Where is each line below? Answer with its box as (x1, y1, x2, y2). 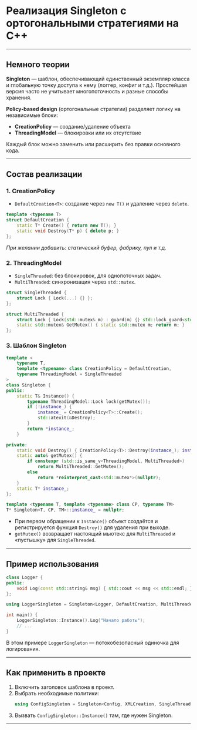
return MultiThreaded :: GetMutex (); (37, 464, 125, 470)
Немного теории (6, 60, 70, 70)
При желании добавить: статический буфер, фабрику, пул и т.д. (6, 244, 167, 251)
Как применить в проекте (6, 668, 106, 678)
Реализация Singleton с (6, 4, 127, 18)
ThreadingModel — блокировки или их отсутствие (14, 129, 142, 136)
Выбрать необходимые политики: (14, 689, 100, 697)
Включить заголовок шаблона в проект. (14, 683, 115, 691)
